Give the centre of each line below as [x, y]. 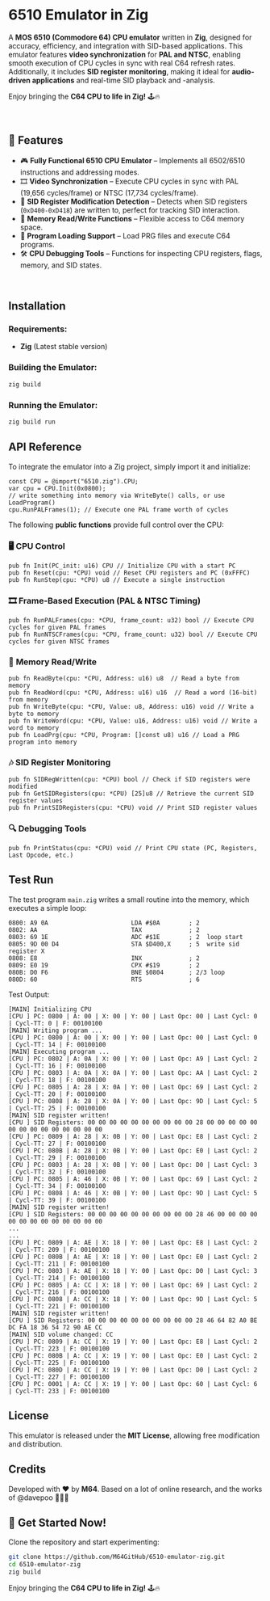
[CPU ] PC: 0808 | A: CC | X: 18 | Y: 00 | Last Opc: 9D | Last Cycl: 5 [133, 1299]
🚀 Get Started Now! [58, 1522]
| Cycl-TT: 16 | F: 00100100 [57, 1066]
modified [23, 786]
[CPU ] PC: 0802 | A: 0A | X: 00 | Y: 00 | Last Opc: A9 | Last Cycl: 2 [133, 1059]
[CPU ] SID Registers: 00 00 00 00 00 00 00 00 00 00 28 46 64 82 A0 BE [133, 1320]
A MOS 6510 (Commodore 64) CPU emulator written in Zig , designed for [130, 37]
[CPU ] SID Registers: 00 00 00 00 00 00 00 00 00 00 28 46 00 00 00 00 [133, 1214]
